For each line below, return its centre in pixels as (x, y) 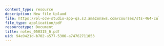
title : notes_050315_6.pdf (32, 32)
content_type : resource (29, 9)
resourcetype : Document (29, 27)
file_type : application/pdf (34, 23)
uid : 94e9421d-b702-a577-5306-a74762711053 (50, 36)
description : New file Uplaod (36, 14)
